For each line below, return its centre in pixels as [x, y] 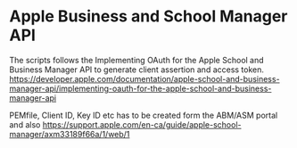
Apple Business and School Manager [148, 16]
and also [25, 124]
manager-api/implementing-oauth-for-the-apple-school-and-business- [140, 88]
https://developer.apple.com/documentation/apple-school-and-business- [144, 78]
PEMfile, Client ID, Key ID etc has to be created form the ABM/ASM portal [144, 115]
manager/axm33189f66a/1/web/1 [70, 134]
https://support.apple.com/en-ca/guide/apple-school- [142, 124]
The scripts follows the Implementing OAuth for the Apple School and [137, 60]
